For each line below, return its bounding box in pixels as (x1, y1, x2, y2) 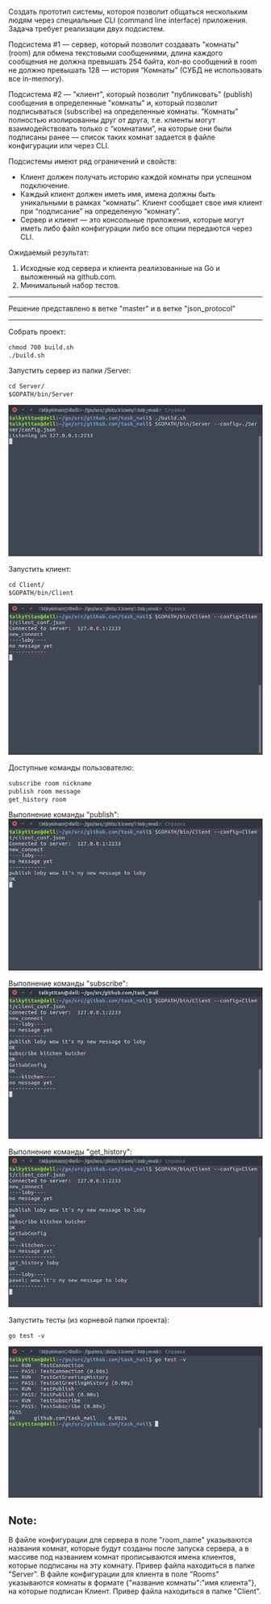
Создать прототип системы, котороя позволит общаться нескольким (8, 7, 248, 16)
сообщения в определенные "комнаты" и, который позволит (8, 98, 218, 107)
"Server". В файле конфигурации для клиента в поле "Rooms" (8, 1569, 219, 1579)
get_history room (8, 796, 67, 804)
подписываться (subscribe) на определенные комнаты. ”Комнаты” (8, 106, 239, 116)
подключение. (19, 181, 70, 190)
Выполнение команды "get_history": (8, 1147, 133, 1156)
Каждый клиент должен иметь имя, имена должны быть (19, 190, 216, 198)
